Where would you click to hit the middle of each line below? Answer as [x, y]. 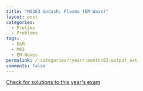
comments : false [26, 66]
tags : [13, 38]
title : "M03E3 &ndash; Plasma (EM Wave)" [57, 11]
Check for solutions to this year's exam [53, 82]
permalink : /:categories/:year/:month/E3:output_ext [72, 60]
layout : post [22, 17]
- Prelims [23, 28]
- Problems [25, 33]
